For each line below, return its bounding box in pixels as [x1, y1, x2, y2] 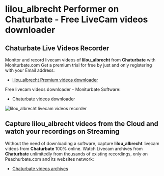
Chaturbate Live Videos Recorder [5, 44, 109, 52]
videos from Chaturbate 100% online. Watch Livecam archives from [5, 146, 143, 151]
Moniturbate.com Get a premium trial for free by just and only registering [5, 62, 152, 68]
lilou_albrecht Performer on [5, 3, 119, 15]
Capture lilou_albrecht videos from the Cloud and [5, 119, 159, 128]
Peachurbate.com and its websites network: [5, 156, 94, 162]
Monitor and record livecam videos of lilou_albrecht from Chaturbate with [5, 57, 156, 62]
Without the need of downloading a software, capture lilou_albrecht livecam [5, 140, 160, 146]
